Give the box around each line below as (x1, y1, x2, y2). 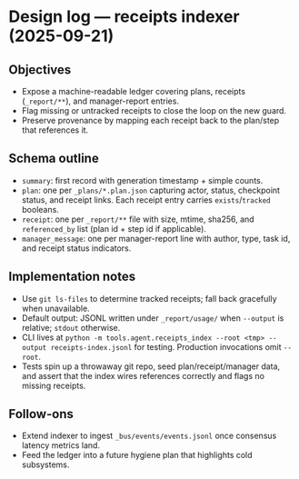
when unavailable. (21, 303, 90, 314)
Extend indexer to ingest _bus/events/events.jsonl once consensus (21, 430, 277, 442)
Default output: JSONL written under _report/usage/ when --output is (21, 312, 284, 324)
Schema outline (8, 151, 99, 166)
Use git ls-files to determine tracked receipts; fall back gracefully (21, 293, 278, 304)
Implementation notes (8, 269, 136, 284)
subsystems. (21, 459, 70, 470)
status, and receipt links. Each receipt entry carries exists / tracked (21, 194, 272, 205)
